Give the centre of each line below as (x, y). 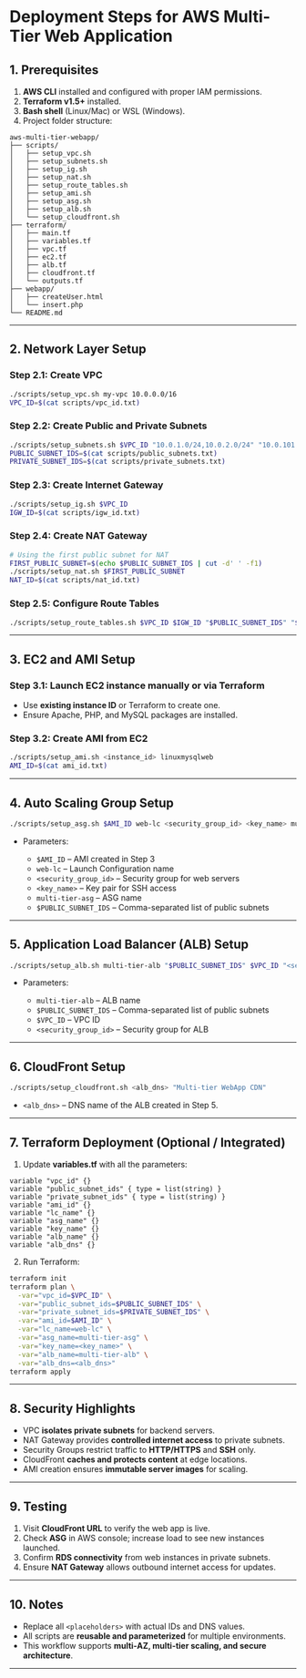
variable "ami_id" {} (51, 1205)
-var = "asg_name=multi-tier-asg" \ (83, 1338)
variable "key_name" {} (55, 1229)
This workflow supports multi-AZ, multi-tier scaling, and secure (144, 1645)
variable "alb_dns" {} (52, 1245)
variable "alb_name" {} (55, 1237)
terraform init (38, 1278)
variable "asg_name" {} (55, 1220)
